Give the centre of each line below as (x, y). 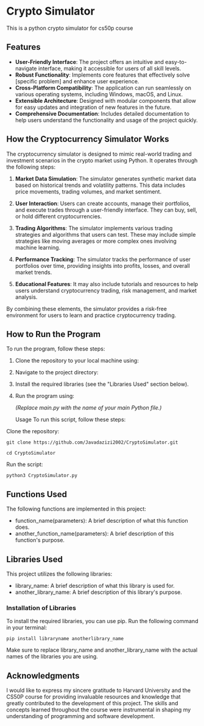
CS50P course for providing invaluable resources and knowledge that (93, 697)
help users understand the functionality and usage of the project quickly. (106, 120)
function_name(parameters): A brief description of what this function (102, 521)
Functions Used (37, 494)
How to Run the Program (54, 334)
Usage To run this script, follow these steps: (70, 420)
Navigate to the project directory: (57, 372)
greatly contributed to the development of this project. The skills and (92, 703)
